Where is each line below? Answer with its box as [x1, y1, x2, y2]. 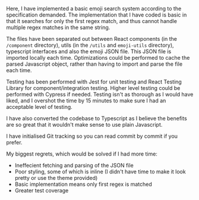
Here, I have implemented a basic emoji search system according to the [6, 5, 182, 12]
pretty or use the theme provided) [14, 175, 98, 181]
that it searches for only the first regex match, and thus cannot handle [6, 18, 177, 24]
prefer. [6, 139, 23, 146]
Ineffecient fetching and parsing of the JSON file [14, 162, 134, 169]
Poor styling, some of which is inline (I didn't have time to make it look [14, 168, 186, 175]
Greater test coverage [14, 187, 69, 194]
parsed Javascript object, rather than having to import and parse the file [6, 60, 183, 67]
